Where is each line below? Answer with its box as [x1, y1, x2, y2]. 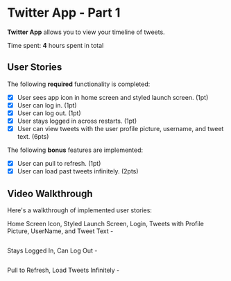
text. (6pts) [17, 133, 49, 141]
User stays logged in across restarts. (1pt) [17, 117, 137, 125]
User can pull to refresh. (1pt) [17, 160, 101, 168]
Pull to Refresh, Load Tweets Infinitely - [7, 266, 120, 274]
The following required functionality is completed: [7, 80, 151, 88]
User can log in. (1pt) [17, 101, 78, 109]
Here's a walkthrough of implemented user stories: [7, 206, 153, 214]
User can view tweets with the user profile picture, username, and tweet [17, 125, 224, 133]
